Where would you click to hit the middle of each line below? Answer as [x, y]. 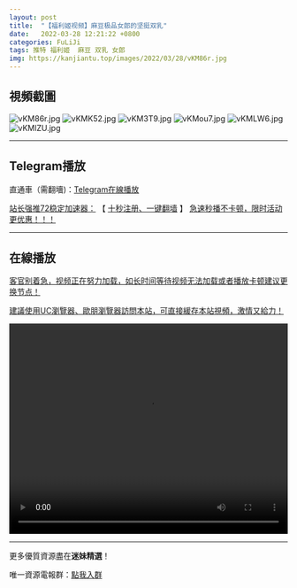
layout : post [33, 17]
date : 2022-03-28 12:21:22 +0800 [75, 34]
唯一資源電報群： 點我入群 [56, 575]
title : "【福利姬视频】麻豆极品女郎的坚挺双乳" [88, 26]
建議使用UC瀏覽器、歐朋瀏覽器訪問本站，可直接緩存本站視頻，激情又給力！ [147, 311]
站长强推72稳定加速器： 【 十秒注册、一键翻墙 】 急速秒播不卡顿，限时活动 [146, 208]
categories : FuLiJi [45, 42]
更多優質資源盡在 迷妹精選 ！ [60, 556]
